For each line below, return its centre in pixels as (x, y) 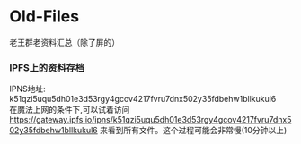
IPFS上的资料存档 (47, 67)
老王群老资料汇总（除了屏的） (64, 42)
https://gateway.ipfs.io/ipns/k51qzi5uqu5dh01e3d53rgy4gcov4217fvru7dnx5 (150, 120)
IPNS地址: (28, 89)
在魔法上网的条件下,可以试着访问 (70, 110)
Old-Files (44, 17)
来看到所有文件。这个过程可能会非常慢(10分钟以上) (194, 131)
